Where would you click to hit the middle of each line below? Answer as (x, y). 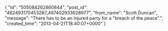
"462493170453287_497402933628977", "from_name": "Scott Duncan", (81, 13)
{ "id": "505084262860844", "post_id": (46, 7)
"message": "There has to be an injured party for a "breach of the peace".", (84, 18)
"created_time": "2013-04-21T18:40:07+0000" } (55, 23)
